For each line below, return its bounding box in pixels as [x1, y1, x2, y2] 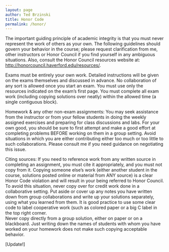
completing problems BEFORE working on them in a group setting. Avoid [5, 130, 156, 137]
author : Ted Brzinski [5, 12, 51, 17]
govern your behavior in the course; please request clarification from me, [5, 46, 158, 52]
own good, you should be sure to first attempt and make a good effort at [5, 125, 156, 131]
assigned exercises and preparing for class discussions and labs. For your [5, 119, 160, 125]
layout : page [5, 7, 33, 13]
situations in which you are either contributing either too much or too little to [5, 136, 163, 142]
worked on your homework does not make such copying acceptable [5, 226, 147, 232]
